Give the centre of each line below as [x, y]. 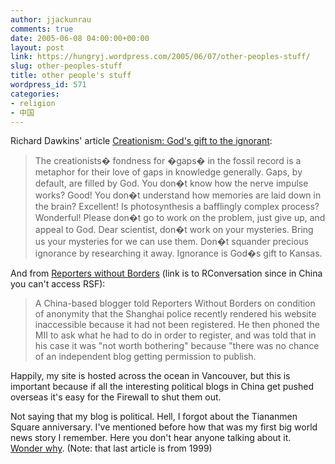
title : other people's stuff [71, 76]
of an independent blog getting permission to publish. [145, 357]
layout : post [37, 47]
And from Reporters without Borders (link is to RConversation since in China [166, 273]
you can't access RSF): [58, 284]
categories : [35, 94]
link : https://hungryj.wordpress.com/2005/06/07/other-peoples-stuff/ [160, 57]
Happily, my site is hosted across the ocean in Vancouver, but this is [150, 376]
